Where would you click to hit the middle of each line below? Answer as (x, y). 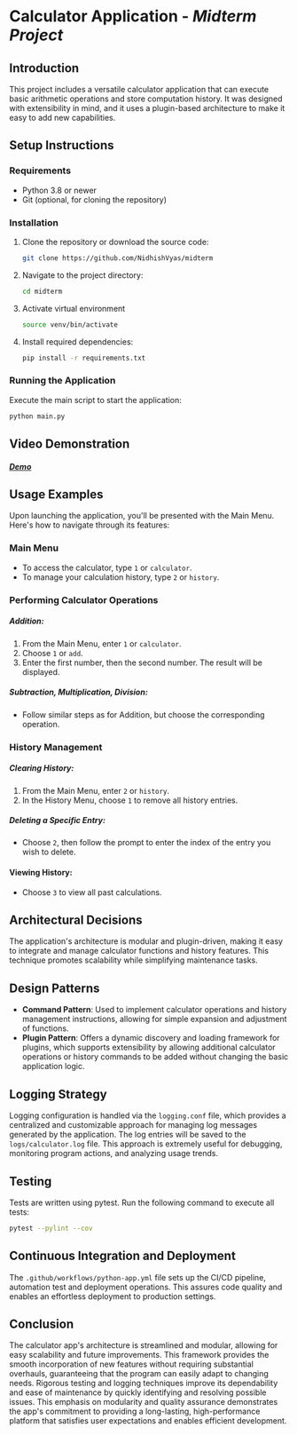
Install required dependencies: (78, 341)
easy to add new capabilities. (63, 118)
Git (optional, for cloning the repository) (94, 199)
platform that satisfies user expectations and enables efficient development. (148, 1421)
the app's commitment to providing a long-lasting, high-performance (135, 1411)
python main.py (37, 416)
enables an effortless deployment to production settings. (113, 1296)
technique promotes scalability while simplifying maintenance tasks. (134, 960)
